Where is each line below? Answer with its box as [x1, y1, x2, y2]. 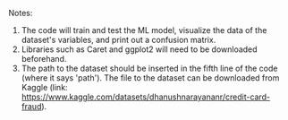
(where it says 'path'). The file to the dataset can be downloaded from [21, 73, 280, 83]
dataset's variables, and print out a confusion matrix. [21, 35, 216, 45]
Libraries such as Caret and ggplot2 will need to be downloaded [21, 44, 258, 55]
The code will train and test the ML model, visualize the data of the [21, 25, 267, 35]
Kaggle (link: [21, 82, 68, 92]
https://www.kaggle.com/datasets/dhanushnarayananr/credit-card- [21, 91, 270, 102]
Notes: [8, 8, 33, 18]
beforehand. [21, 54, 67, 64]
